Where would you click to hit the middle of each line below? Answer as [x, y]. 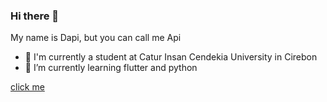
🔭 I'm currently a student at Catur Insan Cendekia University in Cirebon [171, 57]
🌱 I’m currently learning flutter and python [111, 68]
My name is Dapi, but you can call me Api [96, 38]
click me [27, 87]
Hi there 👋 [35, 16]
